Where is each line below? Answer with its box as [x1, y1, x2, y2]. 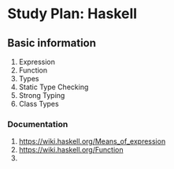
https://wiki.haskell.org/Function [18, 145, 124, 155]
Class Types [18, 100, 60, 108]
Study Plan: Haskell [7, 5, 138, 23]
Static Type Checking [18, 82, 89, 92]
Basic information [7, 36, 96, 50]
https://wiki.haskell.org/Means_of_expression [18, 137, 166, 146]
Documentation [7, 118, 68, 130]
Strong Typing [18, 91, 65, 100]
